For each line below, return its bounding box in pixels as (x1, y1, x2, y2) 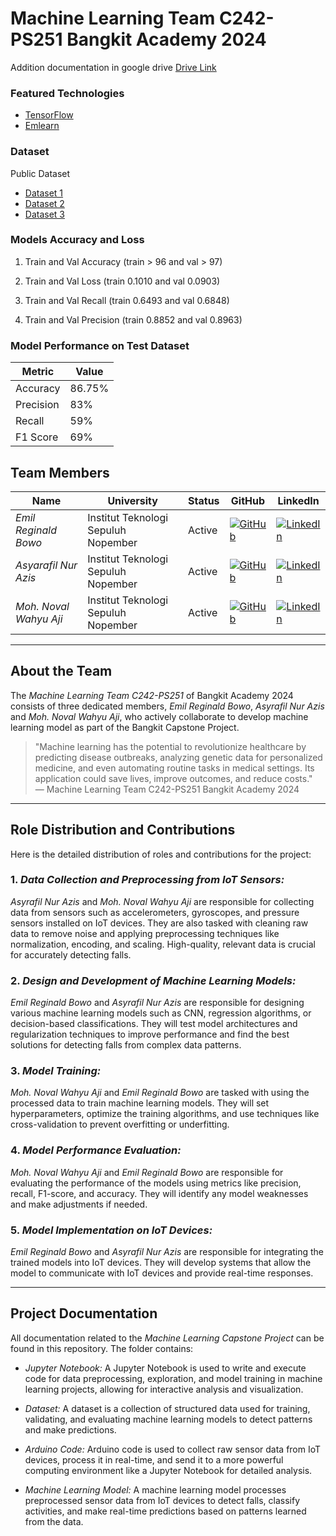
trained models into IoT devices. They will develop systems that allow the (10, 1257, 312, 1269)
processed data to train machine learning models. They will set (10, 1097, 270, 1109)
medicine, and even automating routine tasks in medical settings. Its (34, 762, 315, 774)
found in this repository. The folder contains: (10, 1342, 194, 1354)
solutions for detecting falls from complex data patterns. (10, 1039, 242, 1051)
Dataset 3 (24, 208, 65, 220)
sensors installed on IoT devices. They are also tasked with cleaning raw (10, 917, 309, 929)
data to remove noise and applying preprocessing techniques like (10, 927, 280, 939)
